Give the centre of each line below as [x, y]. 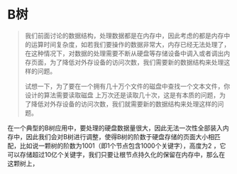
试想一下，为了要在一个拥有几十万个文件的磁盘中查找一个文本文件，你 [127, 86]
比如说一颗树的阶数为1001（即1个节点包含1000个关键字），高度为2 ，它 [123, 146]
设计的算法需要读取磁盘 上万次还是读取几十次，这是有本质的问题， [122, 95]
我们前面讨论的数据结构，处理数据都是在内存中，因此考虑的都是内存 [124, 36]
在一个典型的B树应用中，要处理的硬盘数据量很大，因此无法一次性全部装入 [115, 128]
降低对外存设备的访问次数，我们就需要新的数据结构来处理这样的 [124, 104]
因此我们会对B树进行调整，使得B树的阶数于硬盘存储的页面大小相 [120, 136]
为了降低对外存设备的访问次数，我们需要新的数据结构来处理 [137, 62]
